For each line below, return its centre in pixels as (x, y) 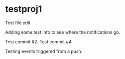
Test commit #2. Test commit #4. (39, 42)
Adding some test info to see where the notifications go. (63, 32)
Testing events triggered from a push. (44, 51)
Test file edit (18, 23)
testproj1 (24, 9)
